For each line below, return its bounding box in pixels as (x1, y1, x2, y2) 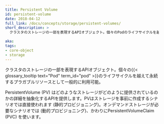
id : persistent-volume (5, 12, 51, 17)
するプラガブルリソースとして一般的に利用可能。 (5, 79, 103, 85)
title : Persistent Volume (5, 7, 58, 12)
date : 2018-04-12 (5, 16, 41, 21)
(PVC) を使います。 (5, 114, 44, 120)
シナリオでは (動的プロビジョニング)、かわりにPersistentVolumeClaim (13, 107, 155, 113)
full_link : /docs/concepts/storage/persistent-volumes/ (5, 21, 121, 26)
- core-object (5, 48, 34, 53)
